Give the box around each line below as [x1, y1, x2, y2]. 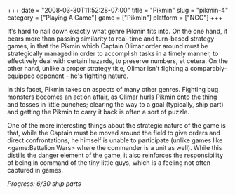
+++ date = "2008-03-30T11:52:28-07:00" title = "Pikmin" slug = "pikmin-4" [7, 6, 229, 14]
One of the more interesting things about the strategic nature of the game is [7, 121, 226, 129]
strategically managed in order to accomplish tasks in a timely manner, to [7, 49, 219, 58]
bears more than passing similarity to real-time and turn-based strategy [7, 34, 215, 43]
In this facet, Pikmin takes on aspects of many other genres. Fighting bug [7, 86, 219, 93]
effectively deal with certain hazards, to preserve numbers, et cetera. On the [7, 57, 228, 65]
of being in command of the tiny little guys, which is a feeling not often [7, 159, 211, 167]
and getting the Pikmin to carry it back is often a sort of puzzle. [7, 108, 189, 116]
